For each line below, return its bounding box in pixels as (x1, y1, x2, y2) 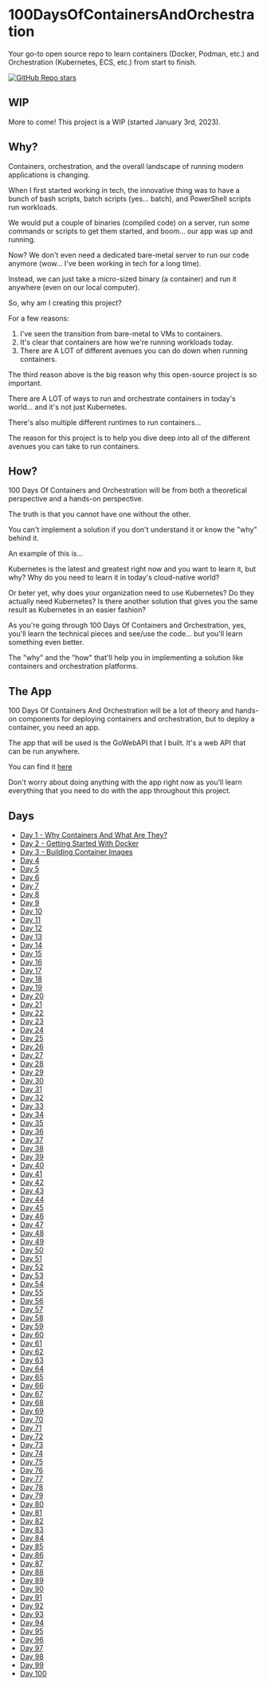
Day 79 (19, 1491, 44, 1500)
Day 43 (19, 1186, 45, 1195)
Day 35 (19, 1118, 44, 1127)
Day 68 (19, 1397, 44, 1407)
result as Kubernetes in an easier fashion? (8, 605, 146, 615)
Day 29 (19, 1067, 44, 1077)
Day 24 (19, 1025, 44, 1034)
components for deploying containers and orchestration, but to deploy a (18, 714, 255, 724)
